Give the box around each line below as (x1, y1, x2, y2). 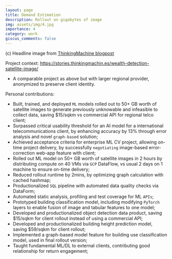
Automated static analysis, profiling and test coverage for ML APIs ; (12, 193, 154, 200)
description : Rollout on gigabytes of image (5, 17, 102, 22)
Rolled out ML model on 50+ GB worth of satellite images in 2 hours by (12, 155, 163, 162)
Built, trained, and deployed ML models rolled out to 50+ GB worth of (12, 101, 157, 107)
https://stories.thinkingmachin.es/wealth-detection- (40, 60, 149, 66)
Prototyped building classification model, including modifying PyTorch (12, 198, 160, 205)
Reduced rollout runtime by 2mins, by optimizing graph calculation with (12, 171, 164, 177)
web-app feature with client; (35, 150, 96, 156)
